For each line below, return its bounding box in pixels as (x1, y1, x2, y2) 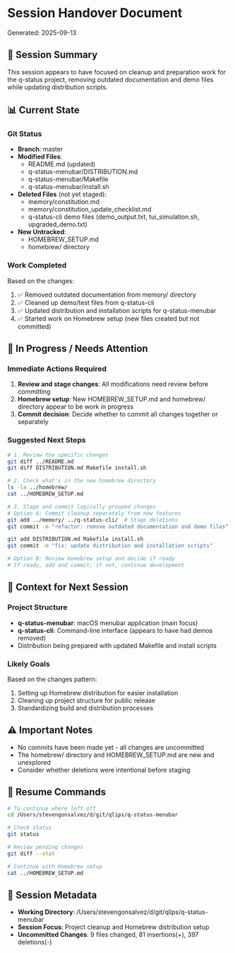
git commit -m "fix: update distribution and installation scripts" (7, 542, 213, 549)
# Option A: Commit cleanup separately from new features (7, 510, 181, 517)
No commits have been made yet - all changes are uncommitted (17, 743, 205, 751)
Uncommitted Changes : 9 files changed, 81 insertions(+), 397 (17, 930, 199, 939)
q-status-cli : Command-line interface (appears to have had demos (17, 626, 213, 634)
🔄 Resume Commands (7, 786, 107, 798)
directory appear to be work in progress (17, 402, 134, 411)
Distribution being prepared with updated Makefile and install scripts (17, 641, 217, 649)
